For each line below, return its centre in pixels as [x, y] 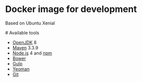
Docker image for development [71, 9]
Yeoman [21, 69]
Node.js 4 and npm [32, 53]
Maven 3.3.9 [25, 47]
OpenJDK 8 [24, 42]
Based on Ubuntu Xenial [30, 23]
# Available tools [22, 32]
